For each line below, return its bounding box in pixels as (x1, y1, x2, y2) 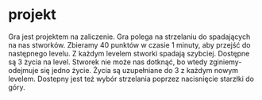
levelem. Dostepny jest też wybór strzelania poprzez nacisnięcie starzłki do (8, 74, 254, 83)
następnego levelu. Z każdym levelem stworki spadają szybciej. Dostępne (8, 48, 250, 58)
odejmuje (8, 65, 39, 75)
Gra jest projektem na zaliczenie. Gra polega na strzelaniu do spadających (8, 32, 251, 41)
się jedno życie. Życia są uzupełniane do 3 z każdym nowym (40, 65, 239, 75)
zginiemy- (209, 57, 242, 67)
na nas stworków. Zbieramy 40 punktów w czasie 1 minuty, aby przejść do (8, 40, 251, 49)
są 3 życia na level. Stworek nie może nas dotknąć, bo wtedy (8, 57, 208, 67)
